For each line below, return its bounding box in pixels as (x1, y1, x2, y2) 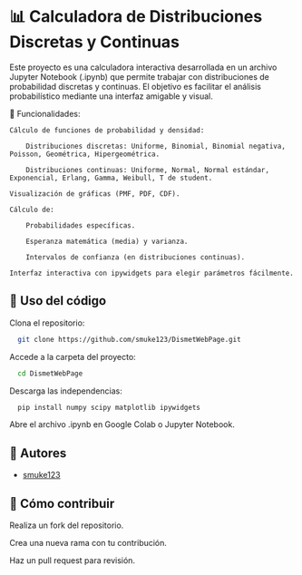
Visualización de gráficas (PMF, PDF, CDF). (9, 189, 180, 199)
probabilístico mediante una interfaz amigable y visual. (9, 91, 213, 102)
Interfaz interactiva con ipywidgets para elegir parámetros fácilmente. (9, 268, 295, 278)
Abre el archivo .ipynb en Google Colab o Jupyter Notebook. (9, 419, 236, 430)
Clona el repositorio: (9, 317, 85, 328)
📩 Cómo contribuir (9, 495, 115, 512)
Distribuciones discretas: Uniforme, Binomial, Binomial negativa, (25, 141, 286, 151)
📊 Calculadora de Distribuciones (9, 6, 263, 27)
